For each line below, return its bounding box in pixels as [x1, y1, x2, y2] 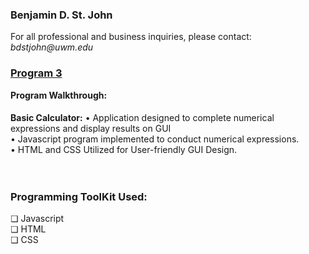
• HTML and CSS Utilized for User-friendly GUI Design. [10, 144, 238, 156]
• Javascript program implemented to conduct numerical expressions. [10, 133, 300, 145]
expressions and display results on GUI [10, 123, 172, 135]
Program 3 [10, 66, 63, 80]
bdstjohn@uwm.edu [10, 41, 94, 53]
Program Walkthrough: [10, 89, 108, 101]
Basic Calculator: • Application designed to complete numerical [10, 112, 275, 124]
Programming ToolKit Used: [10, 190, 148, 204]
